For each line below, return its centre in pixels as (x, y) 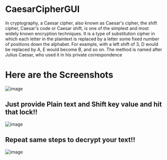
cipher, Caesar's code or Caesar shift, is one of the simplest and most (77, 28)
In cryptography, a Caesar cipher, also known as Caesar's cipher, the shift (81, 23)
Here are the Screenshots (59, 75)
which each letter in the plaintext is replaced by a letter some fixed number (82, 39)
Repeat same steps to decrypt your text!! (70, 140)
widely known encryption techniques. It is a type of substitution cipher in (80, 33)
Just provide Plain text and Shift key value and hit (83, 104)
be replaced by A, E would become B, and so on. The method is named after (84, 49)
